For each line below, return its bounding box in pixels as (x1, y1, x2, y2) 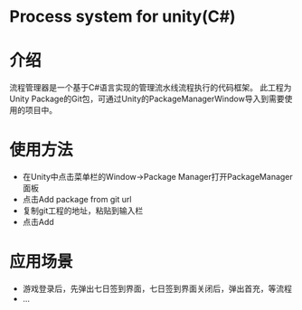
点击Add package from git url (22, 194, 132, 205)
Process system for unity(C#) (9, 6, 237, 27)
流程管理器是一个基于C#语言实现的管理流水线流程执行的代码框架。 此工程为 (9, 82, 292, 93)
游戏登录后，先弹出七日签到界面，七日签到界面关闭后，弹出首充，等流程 (22, 283, 292, 294)
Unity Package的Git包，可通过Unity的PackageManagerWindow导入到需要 (9, 93, 285, 105)
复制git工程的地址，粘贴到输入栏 (22, 205, 144, 216)
